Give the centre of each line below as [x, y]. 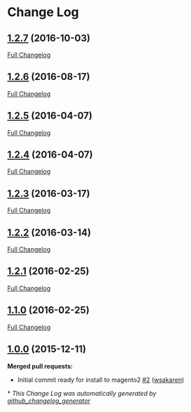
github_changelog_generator [49, 401]
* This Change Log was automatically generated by [82, 393]
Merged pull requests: [40, 366]
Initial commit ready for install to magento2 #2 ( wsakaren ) [101, 380]
